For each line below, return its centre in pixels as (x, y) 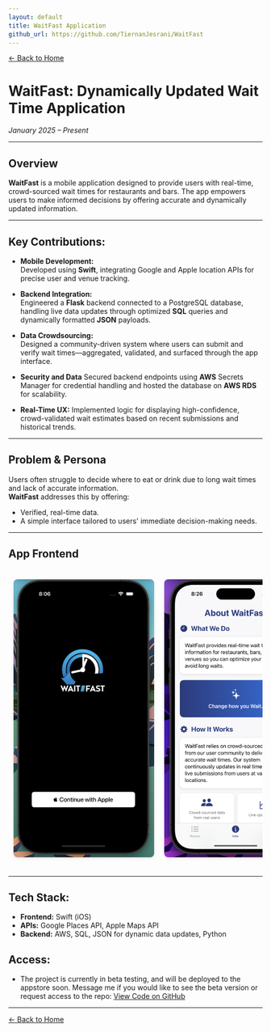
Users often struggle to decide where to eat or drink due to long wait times (132, 479)
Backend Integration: (56, 294)
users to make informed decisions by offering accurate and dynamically (128, 200)
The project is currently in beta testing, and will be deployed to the (130, 979)
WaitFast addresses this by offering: (69, 497)
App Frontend (44, 554)
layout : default (35, 17)
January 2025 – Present (48, 130)
